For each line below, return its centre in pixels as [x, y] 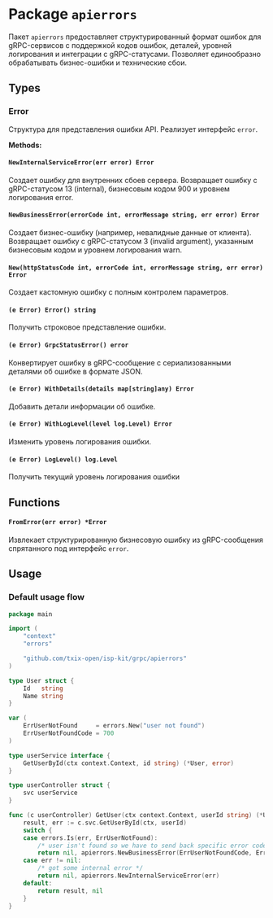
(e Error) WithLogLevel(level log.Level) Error [91, 424]
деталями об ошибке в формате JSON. [76, 371]
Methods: [25, 145]
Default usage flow [47, 597]
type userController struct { [60, 785]
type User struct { [41, 680]
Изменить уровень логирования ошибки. [80, 442]
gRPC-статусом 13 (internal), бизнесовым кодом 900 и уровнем [119, 189]
